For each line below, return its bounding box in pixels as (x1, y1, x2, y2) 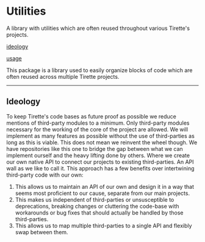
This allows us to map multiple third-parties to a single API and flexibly (15, 222, 192, 229)
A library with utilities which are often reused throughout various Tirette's (6, 24, 190, 32)
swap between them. (15, 228, 68, 236)
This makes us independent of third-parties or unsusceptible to (15, 196, 174, 203)
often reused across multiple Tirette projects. (6, 73, 120, 80)
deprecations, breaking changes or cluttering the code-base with (15, 202, 179, 210)
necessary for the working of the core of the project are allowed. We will (6, 125, 188, 133)
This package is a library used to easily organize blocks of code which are (6, 66, 193, 74)
